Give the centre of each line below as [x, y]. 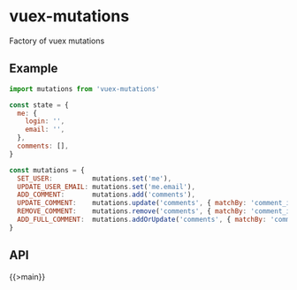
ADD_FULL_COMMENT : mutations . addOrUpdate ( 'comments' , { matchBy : [142, 219]
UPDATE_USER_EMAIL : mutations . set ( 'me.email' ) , [107, 187]
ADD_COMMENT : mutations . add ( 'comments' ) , [107, 195]
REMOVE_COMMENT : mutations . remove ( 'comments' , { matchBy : [132, 211]
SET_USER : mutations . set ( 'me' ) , [95, 179]
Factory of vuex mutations [57, 41]
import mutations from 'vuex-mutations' [85, 89]
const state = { [39, 105]
